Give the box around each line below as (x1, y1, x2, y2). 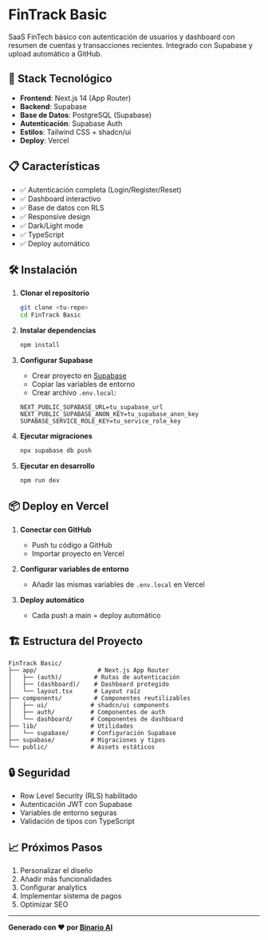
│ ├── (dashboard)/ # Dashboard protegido (8, 680, 170, 689)
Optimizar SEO (19, 899, 69, 909)
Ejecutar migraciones (19, 431, 93, 440)
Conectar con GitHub (19, 525, 92, 534)
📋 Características (8, 159, 100, 173)
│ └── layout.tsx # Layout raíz (8, 687, 141, 695)
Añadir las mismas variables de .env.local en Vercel (31, 580, 205, 589)
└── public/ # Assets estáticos (8, 743, 156, 751)
